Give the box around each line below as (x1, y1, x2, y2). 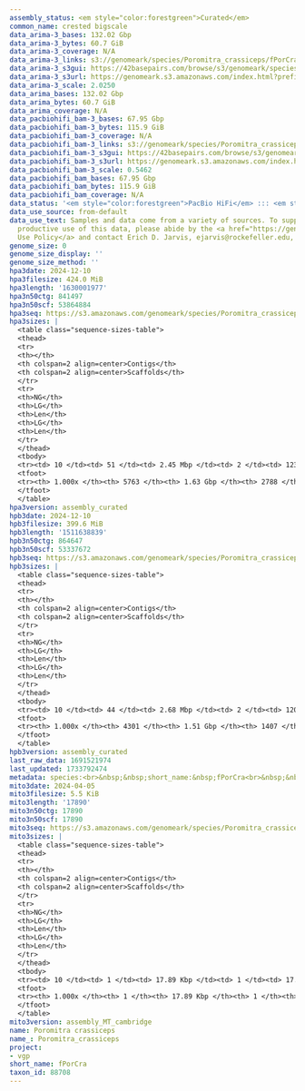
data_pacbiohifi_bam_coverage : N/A (9, 191, 144, 200)
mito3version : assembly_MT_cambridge (9, 1017, 152, 1027)
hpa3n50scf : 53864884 (9, 300, 92, 310)
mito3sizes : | (9, 831, 64, 840)
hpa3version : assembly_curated (9, 503, 128, 512)
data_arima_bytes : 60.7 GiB (9, 97, 116, 107)
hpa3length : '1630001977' (9, 283, 107, 292)
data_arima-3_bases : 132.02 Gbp (9, 30, 132, 39)
